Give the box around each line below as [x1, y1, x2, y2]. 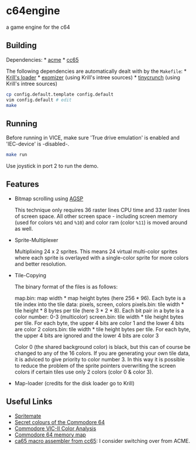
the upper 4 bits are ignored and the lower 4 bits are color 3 [14, 332, 159, 339]
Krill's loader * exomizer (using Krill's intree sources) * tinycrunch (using [6, 73, 180, 80]
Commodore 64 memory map [14, 431, 87, 438]
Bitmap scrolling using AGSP [14, 195, 84, 202]
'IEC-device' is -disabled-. [6, 140, 70, 147]
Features [6, 179, 39, 189]
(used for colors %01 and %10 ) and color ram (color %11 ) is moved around [14, 219, 188, 226]
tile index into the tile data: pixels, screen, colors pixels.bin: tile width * [14, 301, 184, 308]
